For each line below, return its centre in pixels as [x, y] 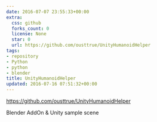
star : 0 [21, 39]
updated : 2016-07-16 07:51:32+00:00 [52, 84]
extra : [14, 17]
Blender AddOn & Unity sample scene [53, 112]
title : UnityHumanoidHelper [41, 78]
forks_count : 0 [30, 28]
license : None [29, 34]
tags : [13, 51]
